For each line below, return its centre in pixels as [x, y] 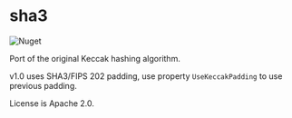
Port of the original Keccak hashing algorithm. [95, 58]
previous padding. [43, 85]
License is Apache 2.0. [52, 103]
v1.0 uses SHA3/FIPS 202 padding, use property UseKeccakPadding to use [146, 76]
